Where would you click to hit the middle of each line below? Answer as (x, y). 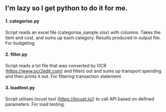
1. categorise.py (22, 21)
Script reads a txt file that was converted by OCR (56, 65)
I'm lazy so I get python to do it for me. (66, 8)
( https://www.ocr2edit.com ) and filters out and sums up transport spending (84, 71)
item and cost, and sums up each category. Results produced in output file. (83, 38)
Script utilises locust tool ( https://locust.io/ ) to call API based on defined (80, 99)
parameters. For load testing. (35, 104)
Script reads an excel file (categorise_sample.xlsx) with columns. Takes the (83, 32)
